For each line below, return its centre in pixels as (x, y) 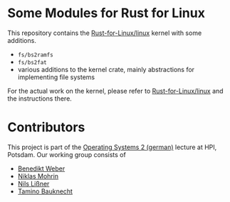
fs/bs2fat (32, 62)
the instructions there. (40, 99)
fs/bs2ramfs (35, 55)
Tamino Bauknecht (45, 191)
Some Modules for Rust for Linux (106, 13)
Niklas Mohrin (38, 176)
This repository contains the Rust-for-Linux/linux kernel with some (105, 33)
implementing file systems (56, 77)
